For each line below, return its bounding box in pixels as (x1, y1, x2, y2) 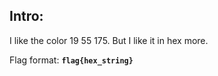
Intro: (9, 8, 44, 25)
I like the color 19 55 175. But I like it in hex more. (9, 34, 209, 46)
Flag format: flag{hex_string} (9, 54, 134, 66)
